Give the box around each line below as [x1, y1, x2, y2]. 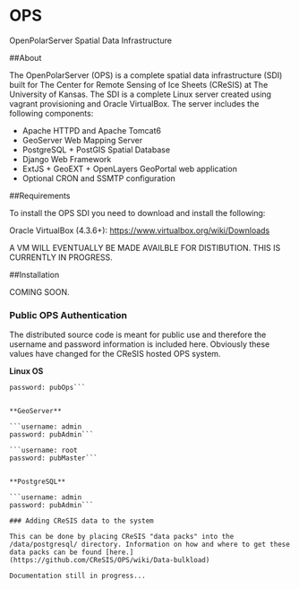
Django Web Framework [21, 153, 112, 164]
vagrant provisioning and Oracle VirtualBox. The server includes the [9, 98, 260, 108]
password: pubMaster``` [9, 454, 98, 463]
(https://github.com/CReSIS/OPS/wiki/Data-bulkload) [9, 556, 210, 565]
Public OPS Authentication [9, 308, 128, 321]
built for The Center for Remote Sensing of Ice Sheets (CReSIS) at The [9, 79, 269, 90]
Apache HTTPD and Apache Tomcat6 [21, 125, 161, 135]
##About [9, 52, 42, 63]
